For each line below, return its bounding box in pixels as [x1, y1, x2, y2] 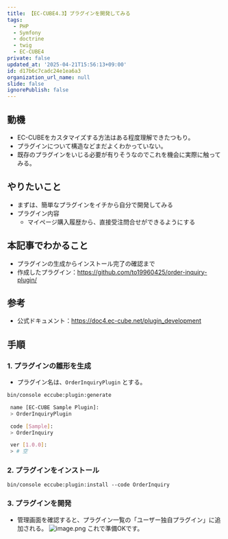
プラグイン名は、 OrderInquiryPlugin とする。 [16, 378, 147, 387]
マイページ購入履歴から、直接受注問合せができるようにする [27, 218, 196, 226]
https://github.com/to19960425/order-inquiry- [77, 268, 207, 276]
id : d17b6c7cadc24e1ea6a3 [7, 67, 81, 74]
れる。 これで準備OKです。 [29, 524, 144, 532]
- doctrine [13, 36, 45, 43]
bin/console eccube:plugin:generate [7, 392, 112, 399]
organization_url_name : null [7, 73, 90, 81]
